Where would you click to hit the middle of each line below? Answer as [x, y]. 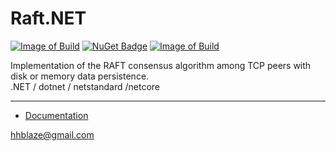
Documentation [56, 115]
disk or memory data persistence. [80, 76]
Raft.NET [48, 18]
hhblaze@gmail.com [52, 134]
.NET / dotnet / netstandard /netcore [85, 86]
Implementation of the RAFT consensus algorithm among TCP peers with [161, 65]
